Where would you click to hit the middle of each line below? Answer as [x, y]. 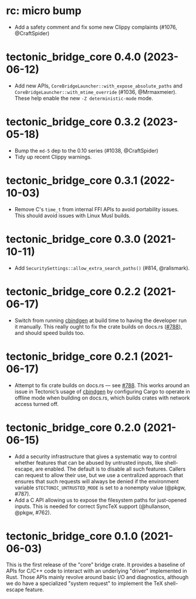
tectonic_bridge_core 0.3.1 [72, 181]
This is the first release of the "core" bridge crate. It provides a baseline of [96, 565]
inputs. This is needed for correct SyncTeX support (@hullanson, [92, 506]
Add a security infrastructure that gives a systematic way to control [96, 456]
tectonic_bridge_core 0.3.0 [73, 239]
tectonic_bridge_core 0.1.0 [72, 536]
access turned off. [37, 404]
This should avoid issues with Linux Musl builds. [72, 215]
